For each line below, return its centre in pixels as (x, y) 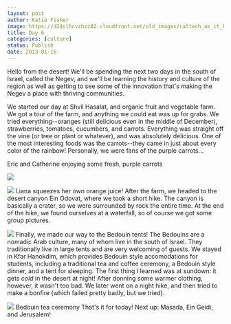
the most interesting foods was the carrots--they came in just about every (112, 143)
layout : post (26, 13)
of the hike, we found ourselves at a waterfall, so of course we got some (110, 213)
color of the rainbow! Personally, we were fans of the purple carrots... (106, 150)
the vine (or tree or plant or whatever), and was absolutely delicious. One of (114, 136)
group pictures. (29, 220)
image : (16, 26)
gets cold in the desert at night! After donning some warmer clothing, (105, 278)
